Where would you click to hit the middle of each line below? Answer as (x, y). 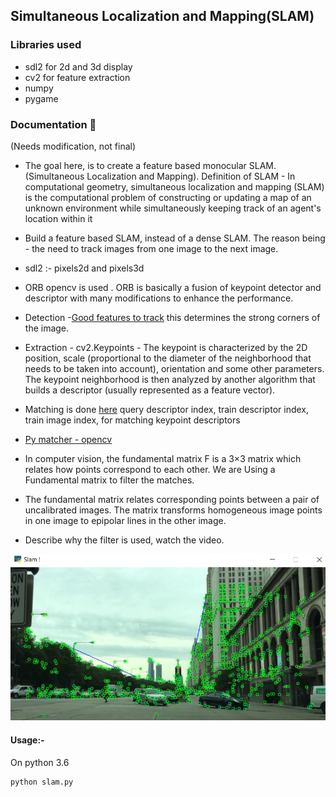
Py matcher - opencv (68, 439)
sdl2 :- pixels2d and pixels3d (84, 268)
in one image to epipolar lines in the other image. (125, 520)
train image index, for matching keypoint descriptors (132, 420)
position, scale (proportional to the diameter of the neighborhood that (168, 358)
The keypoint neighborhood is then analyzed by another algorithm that (170, 379)
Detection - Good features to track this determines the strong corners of (172, 317)
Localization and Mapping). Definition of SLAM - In (191, 176)
